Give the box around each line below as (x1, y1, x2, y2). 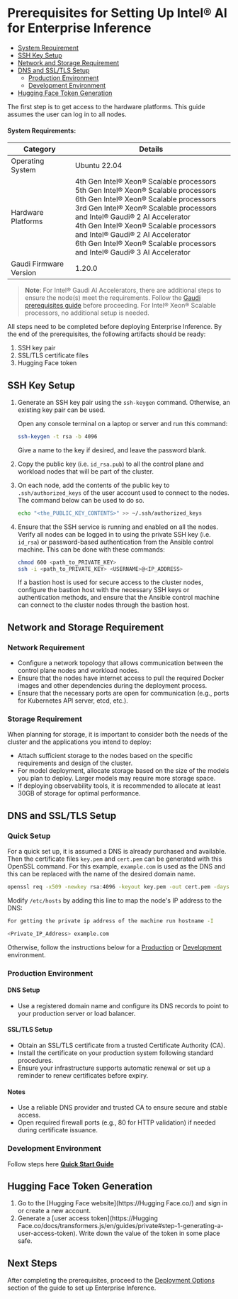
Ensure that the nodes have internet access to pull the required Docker (17, 674, 225, 682)
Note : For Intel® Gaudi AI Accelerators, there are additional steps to (24, 286, 222, 295)
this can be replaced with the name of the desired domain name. (7, 870, 196, 879)
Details (139, 144, 164, 154)
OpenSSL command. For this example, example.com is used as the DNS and (7, 862, 225, 871)
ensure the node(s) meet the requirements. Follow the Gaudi (24, 294, 201, 302)
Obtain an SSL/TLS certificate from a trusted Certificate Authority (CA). (17, 1041, 225, 1050)
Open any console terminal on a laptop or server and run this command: (17, 419, 228, 428)
